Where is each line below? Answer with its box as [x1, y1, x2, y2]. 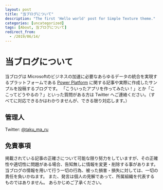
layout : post [5, 7, 32, 12]
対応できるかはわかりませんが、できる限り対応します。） [18, 97, 130, 103]
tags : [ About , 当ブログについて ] [5, 25, 67, 30]
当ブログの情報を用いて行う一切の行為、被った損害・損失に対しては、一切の [5, 168, 158, 174]
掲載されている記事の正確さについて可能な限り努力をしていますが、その [5, 156, 150, 161]
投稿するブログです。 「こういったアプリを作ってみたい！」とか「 [18, 85, 151, 91]
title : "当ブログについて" [5, 12, 54, 16]
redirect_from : [5, 30, 36, 34]
